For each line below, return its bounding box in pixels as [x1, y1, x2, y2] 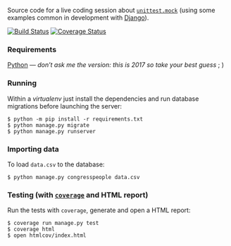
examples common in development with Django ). [7, 13, 149, 22]
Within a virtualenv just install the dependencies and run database [7, 94, 199, 103]
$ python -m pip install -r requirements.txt [7, 116, 143, 123]
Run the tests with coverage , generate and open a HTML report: [7, 206, 191, 214]
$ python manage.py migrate [7, 121, 90, 129]
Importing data [7, 144, 60, 154]
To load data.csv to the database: [7, 160, 105, 168]
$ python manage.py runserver [7, 128, 96, 135]
